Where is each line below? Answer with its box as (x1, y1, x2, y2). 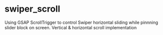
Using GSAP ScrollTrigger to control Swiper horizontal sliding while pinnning (4, 19, 159, 25)
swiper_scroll (4, 3, 61, 15)
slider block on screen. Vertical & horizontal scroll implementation (4, 24, 137, 30)
